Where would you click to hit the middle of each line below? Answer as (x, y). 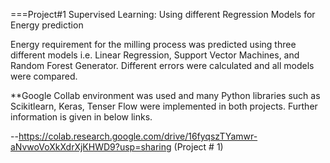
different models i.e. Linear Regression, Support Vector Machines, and (155, 55)
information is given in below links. (81, 117)
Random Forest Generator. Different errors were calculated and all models (162, 65)
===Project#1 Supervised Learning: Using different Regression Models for (163, 14)
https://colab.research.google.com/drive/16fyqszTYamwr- (138, 136)
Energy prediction (47, 25)
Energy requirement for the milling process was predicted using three (153, 44)
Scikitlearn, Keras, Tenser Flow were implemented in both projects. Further (164, 106)
